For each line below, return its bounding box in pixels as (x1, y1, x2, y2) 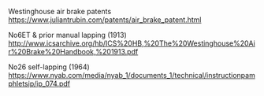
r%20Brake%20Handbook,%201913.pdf (8, 47, 139, 56)
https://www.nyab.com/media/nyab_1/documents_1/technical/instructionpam (8, 71, 256, 79)
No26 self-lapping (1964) (8, 62, 91, 72)
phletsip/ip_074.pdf (8, 79, 71, 88)
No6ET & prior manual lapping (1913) (8, 31, 128, 39)
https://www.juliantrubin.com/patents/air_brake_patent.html (8, 15, 202, 24)
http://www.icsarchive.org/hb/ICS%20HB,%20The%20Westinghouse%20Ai (8, 39, 256, 48)
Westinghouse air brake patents (8, 7, 112, 16)
